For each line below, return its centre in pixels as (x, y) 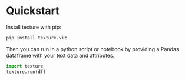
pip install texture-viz (37, 38)
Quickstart (33, 11)
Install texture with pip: (34, 27)
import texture (25, 66)
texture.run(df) (26, 72)
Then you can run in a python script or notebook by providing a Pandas (92, 49)
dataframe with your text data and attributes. (60, 55)
